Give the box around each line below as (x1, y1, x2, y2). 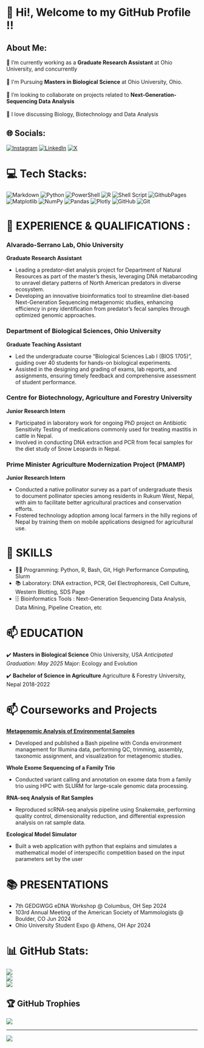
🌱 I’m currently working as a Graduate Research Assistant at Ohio (6, 59, 173, 66)
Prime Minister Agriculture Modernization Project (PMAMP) (6, 460, 185, 468)
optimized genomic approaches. (15, 312, 96, 319)
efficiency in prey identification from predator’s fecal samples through (15, 305, 190, 312)
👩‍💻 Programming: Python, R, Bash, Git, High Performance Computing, (15, 566, 190, 574)
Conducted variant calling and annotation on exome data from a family (15, 776, 192, 783)
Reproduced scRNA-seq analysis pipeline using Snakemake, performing (15, 806, 195, 813)
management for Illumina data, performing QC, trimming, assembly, (15, 745, 184, 753)
